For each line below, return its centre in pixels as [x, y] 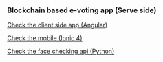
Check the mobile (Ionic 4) [45, 38]
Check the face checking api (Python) [61, 51]
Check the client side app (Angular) [57, 25]
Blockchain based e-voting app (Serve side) [82, 10]
